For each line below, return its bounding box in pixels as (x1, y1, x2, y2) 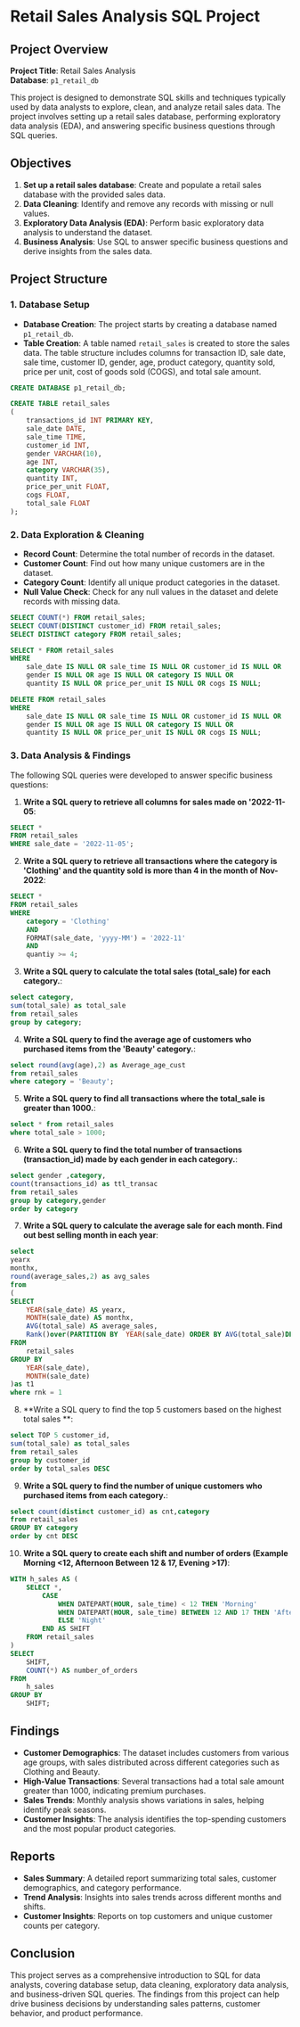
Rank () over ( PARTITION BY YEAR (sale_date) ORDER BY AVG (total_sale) (26, 1331, 286, 1339)
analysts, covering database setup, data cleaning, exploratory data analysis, (10, 1979, 289, 1990)
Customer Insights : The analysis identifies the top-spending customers (22, 1813, 287, 1825)
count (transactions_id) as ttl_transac (10, 1179, 158, 1188)
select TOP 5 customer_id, (10, 1431, 110, 1440)
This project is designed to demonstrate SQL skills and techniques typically (10, 92, 286, 103)
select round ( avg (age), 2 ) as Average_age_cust (10, 1060, 186, 1069)
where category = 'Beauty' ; (10, 1077, 115, 1086)
